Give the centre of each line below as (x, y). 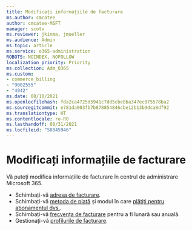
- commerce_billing (31, 79)
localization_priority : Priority (48, 62)
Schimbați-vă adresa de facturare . (58, 195)
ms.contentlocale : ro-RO (38, 119)
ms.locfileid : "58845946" (39, 130)
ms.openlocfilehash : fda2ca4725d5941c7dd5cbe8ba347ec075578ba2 (88, 102)
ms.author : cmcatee (31, 18)
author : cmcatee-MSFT (34, 23)
